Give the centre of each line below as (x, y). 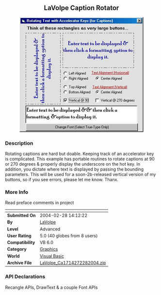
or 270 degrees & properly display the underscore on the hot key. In (73, 164)
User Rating (19, 236)
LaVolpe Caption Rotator (81, 8)
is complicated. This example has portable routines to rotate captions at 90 (80, 159)
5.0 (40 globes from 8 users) (69, 236)
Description (19, 143)
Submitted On (21, 215)
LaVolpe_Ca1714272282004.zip (73, 262)
